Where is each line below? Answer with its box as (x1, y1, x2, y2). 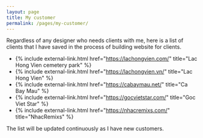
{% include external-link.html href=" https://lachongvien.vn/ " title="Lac (15, 68, 193, 75)
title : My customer (6, 15, 56, 21)
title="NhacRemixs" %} (15, 113, 74, 120)
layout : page (6, 9, 40, 15)
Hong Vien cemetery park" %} (15, 61, 92, 69)
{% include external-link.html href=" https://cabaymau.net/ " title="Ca (15, 81, 188, 88)
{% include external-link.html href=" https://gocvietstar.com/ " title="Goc (15, 94, 196, 101)
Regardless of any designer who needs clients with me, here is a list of (6, 37, 184, 44)
